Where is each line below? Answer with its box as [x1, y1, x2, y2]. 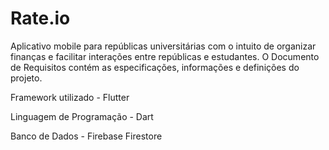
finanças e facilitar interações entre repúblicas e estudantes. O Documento [10, 50, 320, 62]
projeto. [10, 72, 43, 84]
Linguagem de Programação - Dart [10, 110, 154, 122]
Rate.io [10, 7, 71, 30]
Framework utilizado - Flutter [10, 91, 130, 103]
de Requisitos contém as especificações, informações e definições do [10, 61, 300, 73]
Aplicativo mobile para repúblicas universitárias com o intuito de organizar [10, 40, 317, 52]
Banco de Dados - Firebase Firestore [10, 130, 163, 142]
